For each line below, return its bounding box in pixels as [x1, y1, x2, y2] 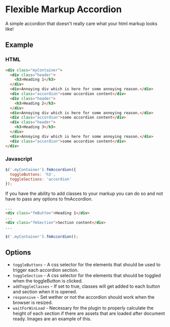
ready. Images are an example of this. [12, 316, 92, 322]
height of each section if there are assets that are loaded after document [12, 310, 165, 317]
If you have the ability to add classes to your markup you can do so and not [5, 190, 163, 197]
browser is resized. [12, 299, 53, 306]
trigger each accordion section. [12, 267, 79, 273]
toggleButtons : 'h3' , [10, 172, 56, 177]
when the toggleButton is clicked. [12, 278, 83, 284]
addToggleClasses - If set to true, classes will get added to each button [12, 283, 160, 289]
